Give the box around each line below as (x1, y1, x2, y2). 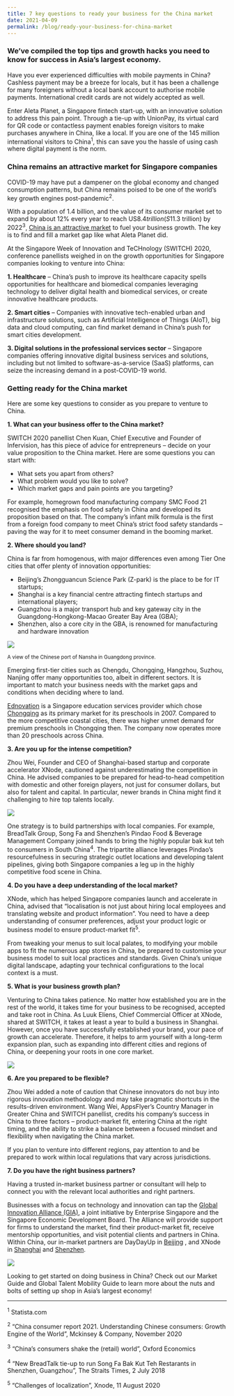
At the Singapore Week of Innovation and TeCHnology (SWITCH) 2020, (7, 244, 211, 252)
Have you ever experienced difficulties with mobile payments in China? (7, 70, 211, 79)
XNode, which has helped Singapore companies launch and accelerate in (7, 894, 218, 903)
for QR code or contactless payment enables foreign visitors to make (7, 121, 205, 130)
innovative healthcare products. (7, 294, 99, 303)
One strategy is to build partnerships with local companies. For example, (7, 822, 215, 830)
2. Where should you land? (7, 541, 86, 549)
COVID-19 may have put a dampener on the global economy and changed (7, 178, 219, 186)
